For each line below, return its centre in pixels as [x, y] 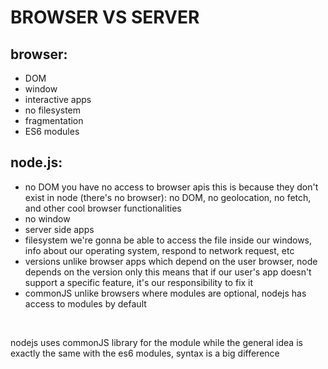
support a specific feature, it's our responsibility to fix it [139, 282]
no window [47, 218]
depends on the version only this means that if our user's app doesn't [168, 272]
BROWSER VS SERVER [105, 17]
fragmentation [54, 120]
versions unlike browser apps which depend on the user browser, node [171, 261]
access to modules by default [85, 303]
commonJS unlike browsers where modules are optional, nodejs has [165, 293]
